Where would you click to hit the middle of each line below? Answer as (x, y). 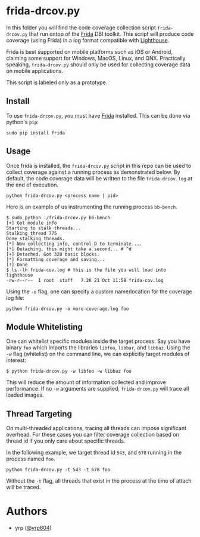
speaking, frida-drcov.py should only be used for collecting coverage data (98, 65)
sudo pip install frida (36, 133)
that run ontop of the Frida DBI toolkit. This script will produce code (111, 33)
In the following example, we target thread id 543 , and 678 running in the (94, 453)
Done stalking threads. (36, 238)
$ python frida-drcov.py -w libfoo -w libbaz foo (69, 372)
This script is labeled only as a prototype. (57, 82)
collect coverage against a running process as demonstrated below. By (93, 172)
